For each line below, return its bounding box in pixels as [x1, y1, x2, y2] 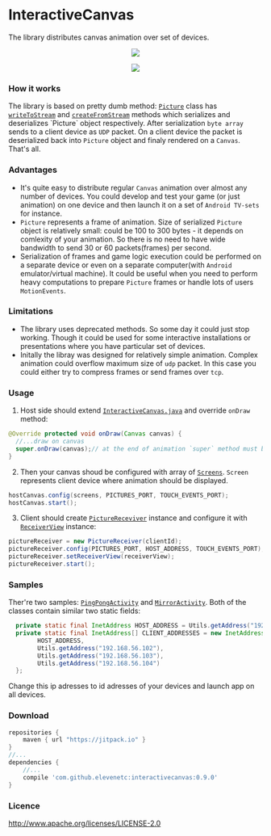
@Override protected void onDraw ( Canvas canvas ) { [8, 430, 182, 438]
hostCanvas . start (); [8, 498, 78, 506]
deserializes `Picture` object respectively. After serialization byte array [8, 119, 244, 128]
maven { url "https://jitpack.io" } [23, 736, 147, 744]
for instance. [19, 208, 63, 218]
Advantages [8, 164, 58, 175]
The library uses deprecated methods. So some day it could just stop [19, 324, 250, 334]
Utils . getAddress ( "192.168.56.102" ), [37, 644, 164, 652]
